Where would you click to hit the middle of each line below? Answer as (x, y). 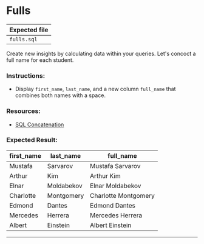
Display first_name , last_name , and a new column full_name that (95, 89)
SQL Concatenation (39, 124)
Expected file (29, 30)
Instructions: (26, 75)
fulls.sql (23, 39)
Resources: (23, 111)
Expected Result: (32, 140)
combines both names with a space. (60, 95)
